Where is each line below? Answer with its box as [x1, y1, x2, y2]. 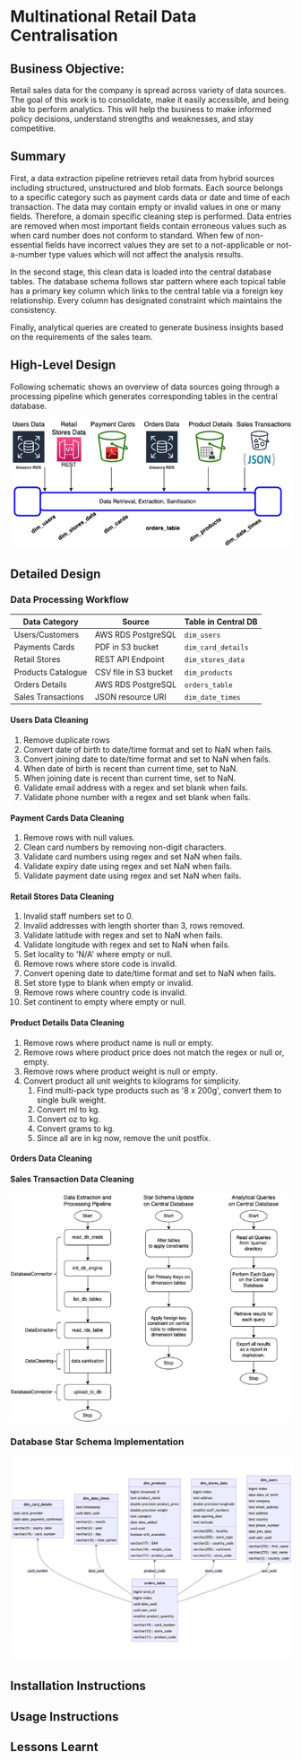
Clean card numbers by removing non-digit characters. [22, 841, 227, 853]
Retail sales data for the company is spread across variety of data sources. [10, 85, 287, 95]
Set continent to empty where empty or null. [22, 997, 186, 1007]
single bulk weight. [36, 1094, 107, 1105]
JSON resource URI [94, 692, 167, 702]
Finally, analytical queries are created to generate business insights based [10, 321, 284, 333]
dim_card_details [184, 643, 249, 652]
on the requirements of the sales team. [10, 331, 153, 342]
